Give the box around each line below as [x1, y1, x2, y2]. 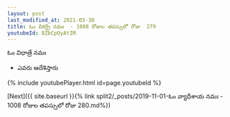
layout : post [7, 10, 45, 17]
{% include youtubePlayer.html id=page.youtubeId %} [7, 79, 162, 87]
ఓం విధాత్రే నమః [7, 48, 47, 57]
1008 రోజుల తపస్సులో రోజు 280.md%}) [7, 101, 111, 109]
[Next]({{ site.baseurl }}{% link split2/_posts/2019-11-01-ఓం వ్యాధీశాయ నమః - [7, 92, 224, 100]
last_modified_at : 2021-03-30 [7, 17, 95, 24]
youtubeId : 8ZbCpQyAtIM [7, 29, 76, 37]
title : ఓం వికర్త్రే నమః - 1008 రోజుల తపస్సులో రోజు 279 [7, 23, 156, 30]
